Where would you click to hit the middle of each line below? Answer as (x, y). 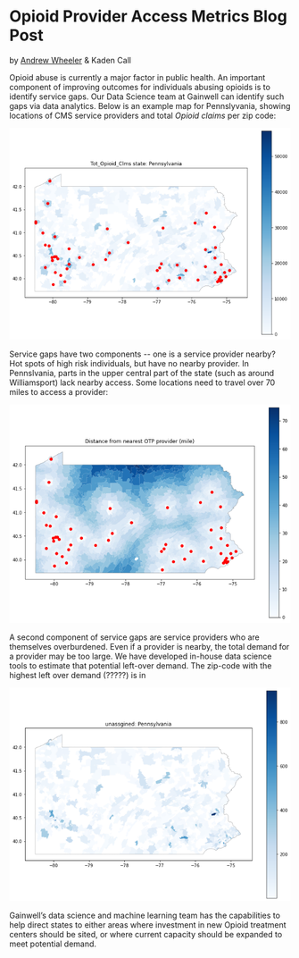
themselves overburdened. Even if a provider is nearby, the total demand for (149, 646)
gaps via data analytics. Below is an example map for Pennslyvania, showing (150, 105)
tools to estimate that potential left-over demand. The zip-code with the (141, 665)
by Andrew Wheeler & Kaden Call (71, 60)
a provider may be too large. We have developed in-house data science (141, 656)
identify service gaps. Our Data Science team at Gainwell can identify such (147, 97)
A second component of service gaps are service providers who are (135, 637)
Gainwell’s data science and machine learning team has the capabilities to (145, 916)
